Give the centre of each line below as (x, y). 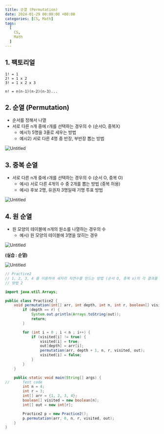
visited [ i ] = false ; (61, 355)
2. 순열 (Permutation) (37, 108)
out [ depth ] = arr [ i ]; (62, 346)
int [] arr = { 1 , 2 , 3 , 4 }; (50, 396)
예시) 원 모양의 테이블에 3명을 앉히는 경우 (59, 235)
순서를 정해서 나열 (29, 120)
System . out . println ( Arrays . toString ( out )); (76, 314)
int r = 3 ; (34, 391)
